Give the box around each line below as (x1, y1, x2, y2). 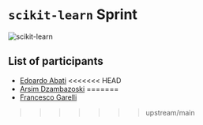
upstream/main (145, 108, 195, 117)
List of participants (8, 55, 104, 68)
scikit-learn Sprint (8, 6, 138, 24)
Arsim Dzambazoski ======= (19, 84, 119, 93)
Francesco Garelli (19, 93, 77, 102)
